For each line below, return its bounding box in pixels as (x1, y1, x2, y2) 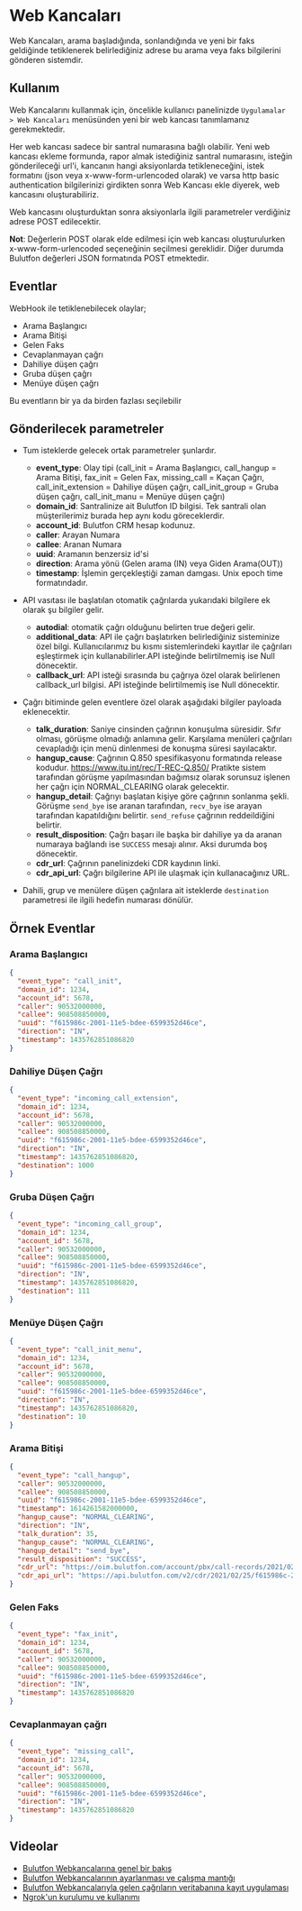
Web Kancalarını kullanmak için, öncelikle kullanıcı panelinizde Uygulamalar (9, 105, 286, 115)
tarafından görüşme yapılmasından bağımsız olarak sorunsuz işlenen (35, 772, 290, 782)
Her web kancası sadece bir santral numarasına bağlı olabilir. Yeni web (9, 141, 271, 151)
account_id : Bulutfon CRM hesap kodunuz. (35, 520, 196, 531)
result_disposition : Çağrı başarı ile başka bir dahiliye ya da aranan (35, 829, 282, 840)
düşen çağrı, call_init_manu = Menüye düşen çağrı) (35, 491, 226, 502)
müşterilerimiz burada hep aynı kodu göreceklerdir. (35, 510, 225, 521)
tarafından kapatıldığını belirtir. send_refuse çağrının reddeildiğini (35, 810, 275, 821)
